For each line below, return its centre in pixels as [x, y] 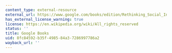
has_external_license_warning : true [44, 19]
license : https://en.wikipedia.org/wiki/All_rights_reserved [72, 24]
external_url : [20, 15]
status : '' [17, 29]
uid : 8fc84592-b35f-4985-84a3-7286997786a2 [52, 38]
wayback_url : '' [23, 43]
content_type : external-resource [41, 10]
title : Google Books [27, 33]
